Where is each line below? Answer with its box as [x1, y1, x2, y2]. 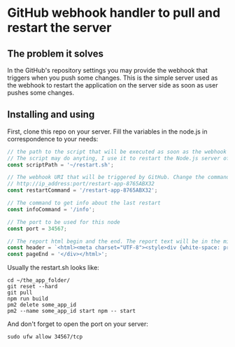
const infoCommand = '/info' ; [7, 206, 96, 213]
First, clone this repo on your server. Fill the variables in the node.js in [7, 127, 208, 136]
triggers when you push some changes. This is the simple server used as [7, 73, 218, 82]
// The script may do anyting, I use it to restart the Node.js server [7, 155, 220, 162]
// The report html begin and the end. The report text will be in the [7, 238, 220, 245]
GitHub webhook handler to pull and [7, 5, 221, 21]
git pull [7, 289, 33, 297]
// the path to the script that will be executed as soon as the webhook [7, 148, 227, 155]
